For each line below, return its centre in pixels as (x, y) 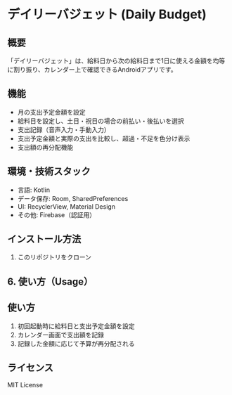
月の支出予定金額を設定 (51, 112)
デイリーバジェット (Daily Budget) (107, 14)
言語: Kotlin (34, 190)
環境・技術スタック (49, 172)
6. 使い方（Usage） (50, 281)
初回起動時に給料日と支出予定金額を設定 (76, 326)
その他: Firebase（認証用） (57, 214)
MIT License (25, 385)
